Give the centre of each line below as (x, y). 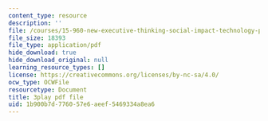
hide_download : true (43, 53)
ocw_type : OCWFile (39, 82)
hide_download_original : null (59, 60)
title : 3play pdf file (46, 97)
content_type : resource (48, 16)
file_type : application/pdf (55, 45)
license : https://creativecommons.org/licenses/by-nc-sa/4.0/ (114, 75)
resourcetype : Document (48, 90)
